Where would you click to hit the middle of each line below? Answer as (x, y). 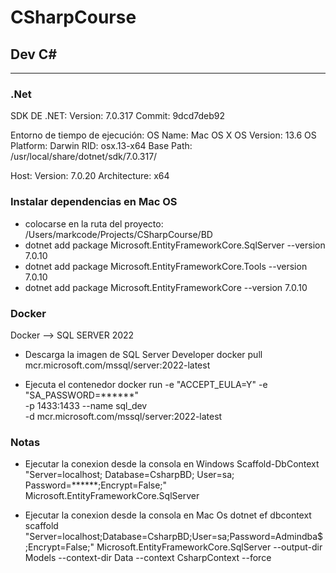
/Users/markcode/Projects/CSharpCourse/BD (118, 234)
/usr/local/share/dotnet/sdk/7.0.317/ (84, 157)
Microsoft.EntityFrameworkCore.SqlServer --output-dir (209, 547)
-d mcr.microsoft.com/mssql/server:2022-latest (123, 416)
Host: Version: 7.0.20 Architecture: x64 (90, 176)
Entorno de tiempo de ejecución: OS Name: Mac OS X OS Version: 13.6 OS (163, 135)
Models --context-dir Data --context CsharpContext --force (148, 558)
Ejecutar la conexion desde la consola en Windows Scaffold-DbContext (172, 464)
